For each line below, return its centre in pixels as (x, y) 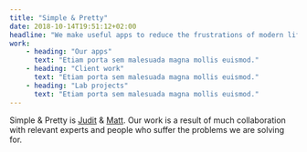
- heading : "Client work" (75, 69)
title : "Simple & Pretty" (58, 18)
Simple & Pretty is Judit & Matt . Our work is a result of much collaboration (148, 120)
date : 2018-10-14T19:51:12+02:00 (73, 26)
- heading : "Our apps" (69, 52)
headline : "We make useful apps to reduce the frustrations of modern (147, 35)
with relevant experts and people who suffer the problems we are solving (147, 129)
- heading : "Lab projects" (77, 86)
